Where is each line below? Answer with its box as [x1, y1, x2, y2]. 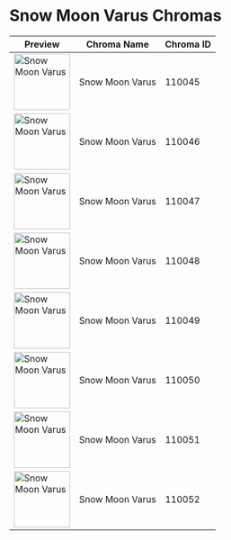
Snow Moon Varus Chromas [9, 5, 222, 26]
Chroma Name [85, 38, 150, 50]
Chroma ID [164, 38, 211, 50]
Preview [23, 38, 60, 50]
